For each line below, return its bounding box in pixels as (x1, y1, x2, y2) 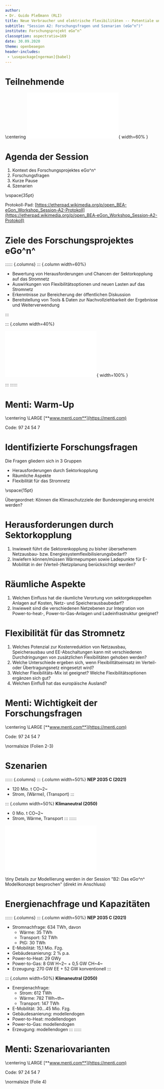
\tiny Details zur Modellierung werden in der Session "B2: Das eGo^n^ (5, 876, 145, 882)
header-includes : (5, 49, 41, 54)
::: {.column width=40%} (5, 321, 55, 327)
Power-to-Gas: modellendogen (12, 1021, 75, 1027)
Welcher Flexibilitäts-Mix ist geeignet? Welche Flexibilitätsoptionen (12, 670, 146, 676)
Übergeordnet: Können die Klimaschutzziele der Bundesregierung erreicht (5, 497, 155, 503)
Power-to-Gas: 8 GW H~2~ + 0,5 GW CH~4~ (12, 961, 103, 966)
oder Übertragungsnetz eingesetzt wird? (12, 665, 94, 670)
